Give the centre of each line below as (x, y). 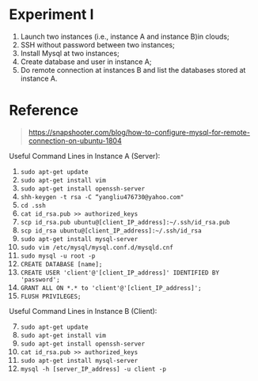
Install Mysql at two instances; (70, 53)
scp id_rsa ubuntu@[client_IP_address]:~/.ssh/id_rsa (111, 231)
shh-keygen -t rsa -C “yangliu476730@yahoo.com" (102, 197)
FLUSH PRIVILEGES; (51, 296)
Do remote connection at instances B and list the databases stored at (133, 70)
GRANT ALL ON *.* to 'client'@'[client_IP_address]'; (111, 288)
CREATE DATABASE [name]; (61, 264)
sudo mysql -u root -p (58, 256)
